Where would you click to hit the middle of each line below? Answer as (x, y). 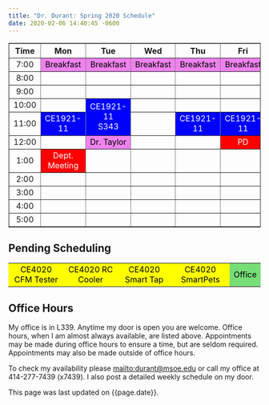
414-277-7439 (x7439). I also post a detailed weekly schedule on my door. (131, 377)
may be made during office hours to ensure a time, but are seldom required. (133, 344)
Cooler (91, 279)
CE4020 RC (90, 270)
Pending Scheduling (60, 248)
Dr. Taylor (108, 142)
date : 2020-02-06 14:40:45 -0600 (64, 23)
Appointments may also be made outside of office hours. (102, 353)
